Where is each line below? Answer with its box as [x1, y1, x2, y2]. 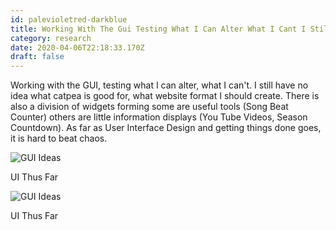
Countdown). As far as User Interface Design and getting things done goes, [10, 122, 322, 134]
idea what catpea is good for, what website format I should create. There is [10, 90, 320, 102]
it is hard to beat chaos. [10, 132, 108, 145]
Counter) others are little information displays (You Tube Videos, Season [10, 111, 308, 123]
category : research [10, 33, 92, 43]
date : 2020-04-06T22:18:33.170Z [10, 42, 145, 53]
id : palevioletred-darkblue [10, 14, 128, 25]
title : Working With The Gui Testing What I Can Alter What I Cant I [10, 24, 307, 34]
